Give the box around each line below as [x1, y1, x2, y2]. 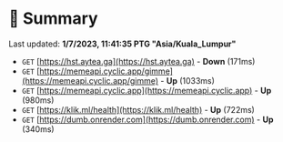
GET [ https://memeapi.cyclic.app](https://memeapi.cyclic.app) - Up [21, 85, 272, 96]
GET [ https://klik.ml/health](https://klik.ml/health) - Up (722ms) [21, 104, 256, 115]
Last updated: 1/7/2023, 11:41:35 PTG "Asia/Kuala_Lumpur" [8, 38, 237, 49]
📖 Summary [8, 8, 98, 29]
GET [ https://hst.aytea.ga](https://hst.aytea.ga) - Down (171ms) [21, 56, 256, 66]
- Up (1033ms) [160, 75, 216, 86]
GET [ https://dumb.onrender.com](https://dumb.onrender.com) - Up [21, 114, 274, 125]
